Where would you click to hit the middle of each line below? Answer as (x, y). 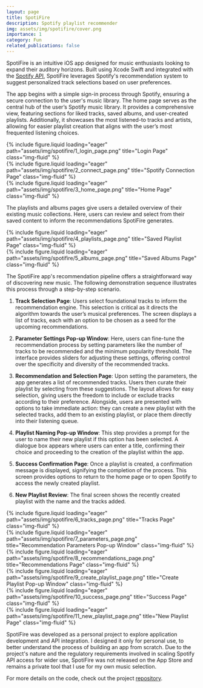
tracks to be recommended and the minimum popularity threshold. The (103, 351)
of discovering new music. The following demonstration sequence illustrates (101, 282)
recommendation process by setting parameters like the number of (99, 345)
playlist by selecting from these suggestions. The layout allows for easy (104, 389)
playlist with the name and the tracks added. (70, 501)
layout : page (23, 12)
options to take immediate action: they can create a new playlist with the (105, 408)
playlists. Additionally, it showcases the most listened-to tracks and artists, (99, 119)
